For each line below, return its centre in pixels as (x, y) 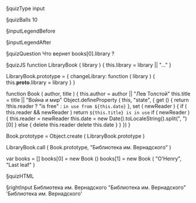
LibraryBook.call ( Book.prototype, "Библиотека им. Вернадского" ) (89, 147)
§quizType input (25, 8)
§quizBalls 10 (22, 20)
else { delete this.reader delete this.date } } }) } (74, 125)
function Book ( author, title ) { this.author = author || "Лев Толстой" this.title (98, 94)
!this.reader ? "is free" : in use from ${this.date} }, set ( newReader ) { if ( (97, 106)
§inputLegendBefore (31, 31)
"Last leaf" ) (20, 165)
